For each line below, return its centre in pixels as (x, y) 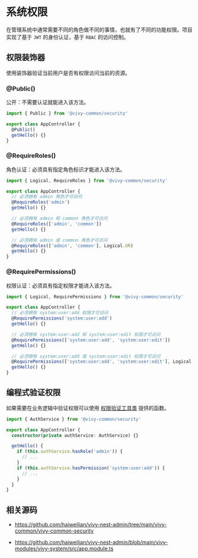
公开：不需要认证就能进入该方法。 (48, 102)
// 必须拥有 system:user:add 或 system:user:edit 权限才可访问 (86, 356)
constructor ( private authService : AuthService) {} (75, 436)
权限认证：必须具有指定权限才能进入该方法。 (61, 285)
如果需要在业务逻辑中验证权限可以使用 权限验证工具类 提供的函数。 (88, 408)
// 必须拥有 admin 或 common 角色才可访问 (59, 240)
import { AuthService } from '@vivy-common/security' (74, 419)
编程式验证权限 (33, 393)
